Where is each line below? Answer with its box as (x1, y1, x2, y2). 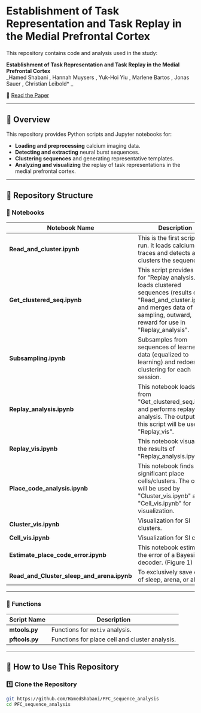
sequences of (137, 343, 176, 351)
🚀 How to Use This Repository (6, 662, 119, 672)
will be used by (137, 485, 181, 493)
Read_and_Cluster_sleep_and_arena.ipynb (9, 572, 132, 580)
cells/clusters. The (137, 477, 190, 485)
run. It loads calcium (137, 241, 195, 249)
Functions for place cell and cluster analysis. (51, 635, 176, 644)
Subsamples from (137, 336, 187, 344)
